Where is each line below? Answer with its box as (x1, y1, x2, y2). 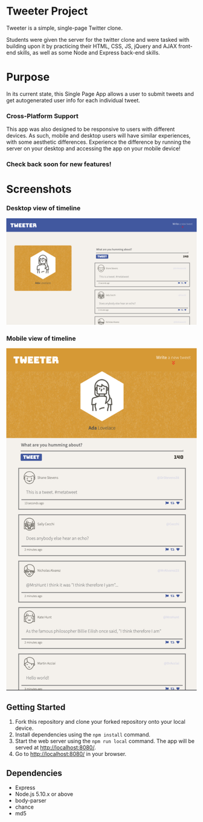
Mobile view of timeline (6, 335, 76, 343)
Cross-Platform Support (6, 112, 79, 120)
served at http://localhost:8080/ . (14, 744, 96, 751)
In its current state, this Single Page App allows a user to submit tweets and (6, 90, 195, 98)
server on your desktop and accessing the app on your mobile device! (6, 145, 181, 152)
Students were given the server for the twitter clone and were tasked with (6, 36, 190, 43)
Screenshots (6, 182, 72, 196)
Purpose (6, 70, 50, 84)
